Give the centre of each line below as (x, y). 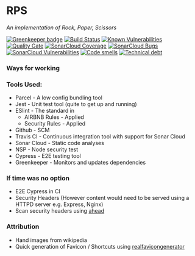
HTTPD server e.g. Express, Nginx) (59, 204)
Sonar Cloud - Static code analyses (60, 143)
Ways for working (33, 68)
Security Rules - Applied (55, 124)
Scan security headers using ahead (60, 211)
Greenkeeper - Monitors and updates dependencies (80, 163)
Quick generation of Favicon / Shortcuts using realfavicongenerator (100, 246)
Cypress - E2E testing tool (48, 156)
